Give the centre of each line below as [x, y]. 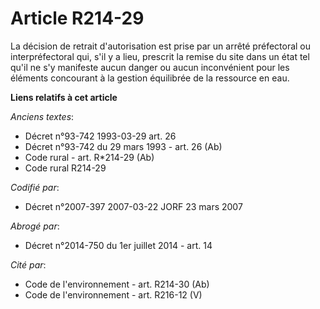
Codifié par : [35, 187]
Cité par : [28, 264]
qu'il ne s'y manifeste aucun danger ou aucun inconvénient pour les [150, 67]
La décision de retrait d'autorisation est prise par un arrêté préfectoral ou [161, 46]
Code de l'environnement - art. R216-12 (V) [113, 294]
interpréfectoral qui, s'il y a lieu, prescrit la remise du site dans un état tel [160, 56]
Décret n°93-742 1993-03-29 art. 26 [100, 136]
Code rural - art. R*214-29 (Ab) [89, 157]
